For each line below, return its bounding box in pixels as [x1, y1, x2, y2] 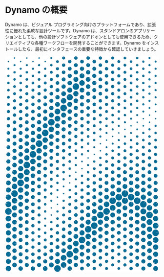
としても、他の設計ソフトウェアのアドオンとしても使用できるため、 [18, 34, 154, 40]
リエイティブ [5, 40, 31, 46]
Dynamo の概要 [5, 4, 68, 16]
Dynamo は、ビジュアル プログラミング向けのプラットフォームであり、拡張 [5, 22, 156, 27]
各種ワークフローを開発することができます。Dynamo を [34, 40, 146, 46]
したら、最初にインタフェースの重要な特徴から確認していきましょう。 [18, 46, 159, 52]
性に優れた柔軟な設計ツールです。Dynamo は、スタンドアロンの [5, 27, 134, 33]
